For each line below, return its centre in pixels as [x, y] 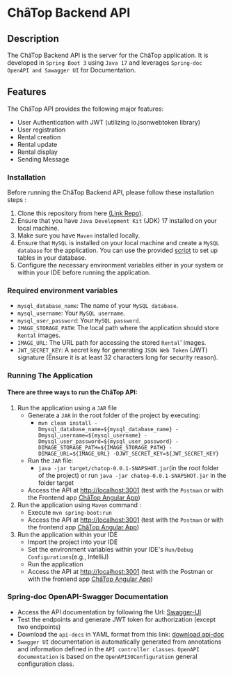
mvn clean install [65, 423]
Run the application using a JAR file [67, 408]
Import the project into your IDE [73, 542]
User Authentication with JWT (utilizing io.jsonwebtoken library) [109, 122]
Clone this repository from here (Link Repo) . [80, 213]
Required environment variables [63, 290]
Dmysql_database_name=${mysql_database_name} [105, 429]
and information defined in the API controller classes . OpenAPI [108, 649]
